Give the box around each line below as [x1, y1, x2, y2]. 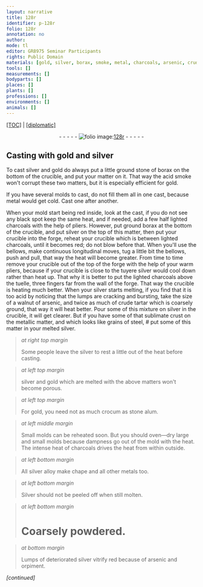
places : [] [6, 82, 34, 88]
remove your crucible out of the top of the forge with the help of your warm [6, 261, 194, 268]
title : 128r [6, 15, 36, 21]
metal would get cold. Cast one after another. [6, 197, 119, 205]
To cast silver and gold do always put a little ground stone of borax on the [6, 166, 190, 174]
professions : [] [6, 93, 47, 99]
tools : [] [6, 65, 31, 71]
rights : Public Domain [6, 54, 63, 60]
